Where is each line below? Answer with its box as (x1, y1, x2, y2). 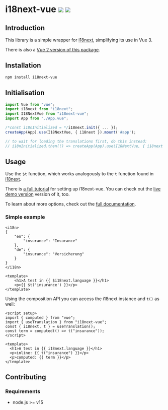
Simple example (5, 214, 45, 221)
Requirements (5, 388, 41, 395)
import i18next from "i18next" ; (5, 107, 73, 112)
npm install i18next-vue (5, 75, 57, 80)
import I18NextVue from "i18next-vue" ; (5, 111, 89, 116)
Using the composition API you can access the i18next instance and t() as (5, 296, 159, 302)
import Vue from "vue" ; (5, 102, 55, 107)
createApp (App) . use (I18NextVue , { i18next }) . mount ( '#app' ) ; (5, 129, 136, 134)
